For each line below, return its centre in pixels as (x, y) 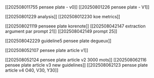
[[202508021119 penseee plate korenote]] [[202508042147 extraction (75, 26)
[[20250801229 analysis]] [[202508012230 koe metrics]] (63, 16)
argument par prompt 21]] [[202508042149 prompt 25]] (61, 31)
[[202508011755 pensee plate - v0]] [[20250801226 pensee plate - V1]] (77, 7)
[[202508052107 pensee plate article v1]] (47, 50)
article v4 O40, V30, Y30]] (32, 70)
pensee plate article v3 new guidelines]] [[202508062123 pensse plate (77, 65)
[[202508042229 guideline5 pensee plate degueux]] (58, 41)
